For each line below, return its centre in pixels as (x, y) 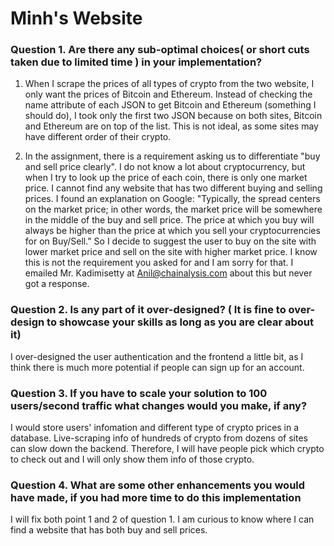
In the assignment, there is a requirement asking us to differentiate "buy (172, 156)
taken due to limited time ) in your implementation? (136, 62)
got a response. (57, 284)
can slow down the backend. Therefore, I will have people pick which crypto (167, 449)
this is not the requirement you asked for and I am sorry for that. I (159, 263)
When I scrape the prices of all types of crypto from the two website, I (169, 84)
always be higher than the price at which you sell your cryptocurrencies (172, 231)
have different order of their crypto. (98, 137)
